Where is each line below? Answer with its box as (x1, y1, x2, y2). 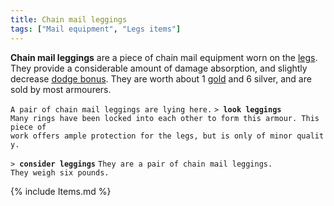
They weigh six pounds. (10, 167, 110, 178)
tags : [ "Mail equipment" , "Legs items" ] (10, 24, 182, 34)
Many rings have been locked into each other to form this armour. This (10, 113, 320, 123)
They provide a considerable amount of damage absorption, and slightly (10, 62, 308, 74)
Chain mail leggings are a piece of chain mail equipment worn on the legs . (10, 51, 318, 63)
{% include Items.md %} (10, 185, 112, 197)
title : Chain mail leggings (10, 14, 128, 25)
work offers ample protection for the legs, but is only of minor (10, 131, 293, 141)
